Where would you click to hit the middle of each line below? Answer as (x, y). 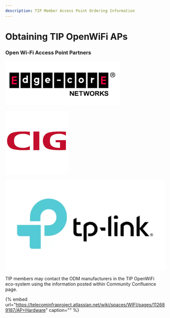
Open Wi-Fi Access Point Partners (48, 52)
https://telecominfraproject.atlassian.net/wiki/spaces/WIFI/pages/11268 (90, 304)
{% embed (16, 299)
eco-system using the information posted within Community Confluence (81, 284)
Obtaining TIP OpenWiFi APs (66, 36)
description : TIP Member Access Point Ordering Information (70, 11)
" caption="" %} (62, 310)
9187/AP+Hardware (26, 310)
